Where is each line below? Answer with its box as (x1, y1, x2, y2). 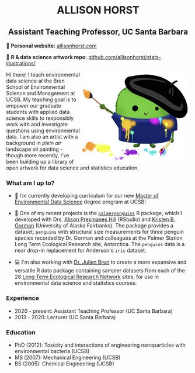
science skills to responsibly (6, 115, 74, 122)
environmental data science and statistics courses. (14, 279, 137, 286)
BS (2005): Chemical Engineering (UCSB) (14, 360, 115, 367)
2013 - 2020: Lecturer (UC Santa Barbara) (14, 313, 116, 320)
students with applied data (6, 109, 70, 115)
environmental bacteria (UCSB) (14, 347, 90, 354)
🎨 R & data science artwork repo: (6, 54, 88, 60)
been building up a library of (6, 158, 74, 165)
